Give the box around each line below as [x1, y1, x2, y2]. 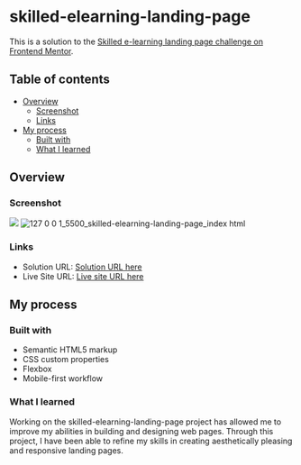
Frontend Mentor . [9, 45, 74, 56]
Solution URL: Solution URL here [22, 261, 142, 272]
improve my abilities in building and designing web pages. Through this [9, 425, 274, 436]
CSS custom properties [22, 354, 110, 365]
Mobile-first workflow [22, 373, 104, 384]
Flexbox [22, 363, 52, 375]
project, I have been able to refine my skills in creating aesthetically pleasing [9, 435, 293, 446]
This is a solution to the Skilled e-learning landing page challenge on [9, 36, 264, 47]
